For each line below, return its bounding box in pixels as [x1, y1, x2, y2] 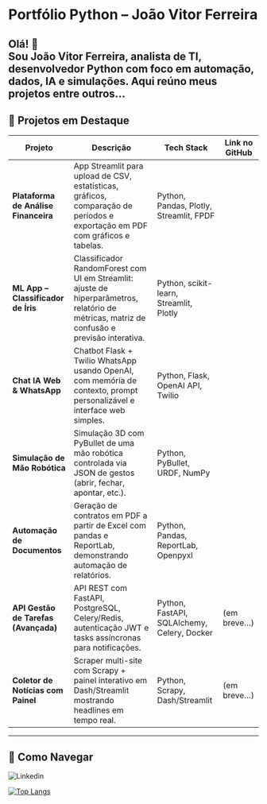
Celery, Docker [157, 628, 213, 639]
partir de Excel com [73, 520, 147, 531]
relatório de [73, 303, 117, 314]
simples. [73, 415, 105, 426]
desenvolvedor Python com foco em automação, [8, 62, 254, 75]
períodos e [73, 211, 114, 222]
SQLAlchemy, [157, 617, 208, 628]
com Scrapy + [73, 665, 126, 676]
